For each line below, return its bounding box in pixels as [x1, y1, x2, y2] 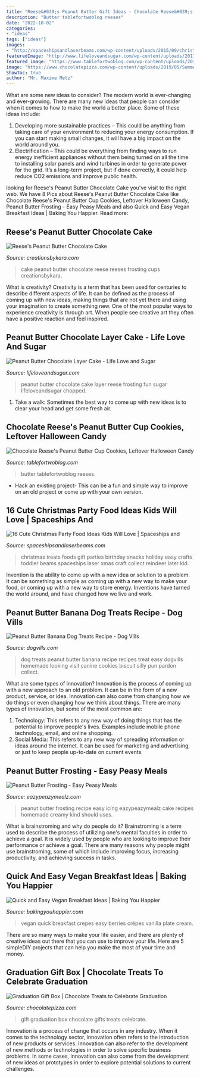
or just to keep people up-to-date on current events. [14, 749, 143, 756]
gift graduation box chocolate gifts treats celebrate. [20, 1015, 147, 1023]
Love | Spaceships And [6, 515, 93, 525]
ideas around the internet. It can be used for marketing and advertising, [14, 742, 190, 749]
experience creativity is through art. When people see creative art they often [6, 309, 194, 316]
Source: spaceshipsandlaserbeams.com [6, 542, 106, 549]
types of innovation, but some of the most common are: [6, 705, 143, 712]
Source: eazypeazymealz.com [6, 793, 82, 800]
